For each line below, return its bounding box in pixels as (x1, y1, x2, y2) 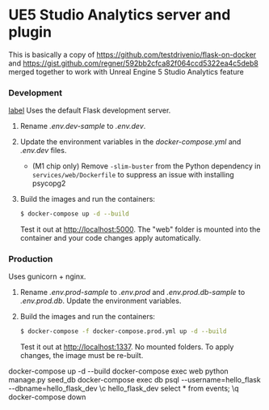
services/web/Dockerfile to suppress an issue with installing (32, 170, 234, 180)
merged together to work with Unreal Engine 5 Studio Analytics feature (8, 66, 244, 76)
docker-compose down (8, 392, 86, 402)
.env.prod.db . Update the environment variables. (19, 296, 182, 305)
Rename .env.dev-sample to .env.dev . (19, 122, 146, 131)
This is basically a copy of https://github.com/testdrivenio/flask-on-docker (8, 49, 257, 59)
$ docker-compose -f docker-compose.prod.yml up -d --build (19, 327, 227, 335)
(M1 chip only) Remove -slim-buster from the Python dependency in (32, 161, 261, 171)
